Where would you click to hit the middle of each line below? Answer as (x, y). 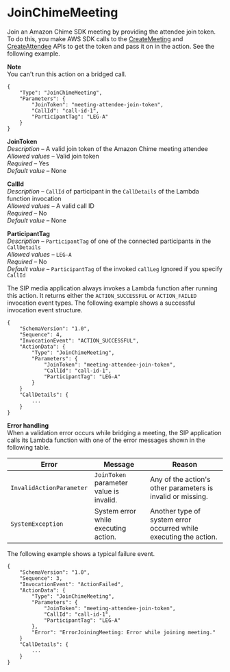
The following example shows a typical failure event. (81, 553)
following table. (29, 447)
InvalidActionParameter (49, 488)
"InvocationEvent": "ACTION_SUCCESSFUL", (79, 340)
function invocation (34, 198)
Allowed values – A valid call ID (51, 206)
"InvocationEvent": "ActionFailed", (72, 584)
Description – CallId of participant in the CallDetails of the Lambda (103, 191)
